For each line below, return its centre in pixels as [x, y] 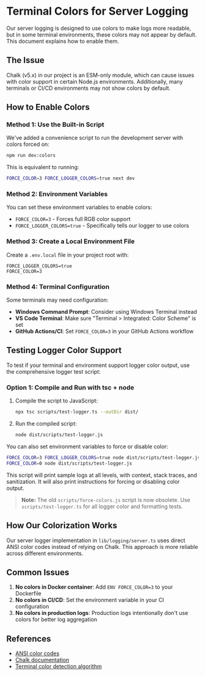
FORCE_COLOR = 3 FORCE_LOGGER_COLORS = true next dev [71, 178]
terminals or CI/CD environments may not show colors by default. [88, 88]
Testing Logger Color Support [64, 350]
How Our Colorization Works [62, 525]
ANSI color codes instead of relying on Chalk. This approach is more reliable [102, 547]
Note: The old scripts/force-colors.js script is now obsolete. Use [106, 500]
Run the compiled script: [46, 424]
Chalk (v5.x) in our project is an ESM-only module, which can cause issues [100, 75]
